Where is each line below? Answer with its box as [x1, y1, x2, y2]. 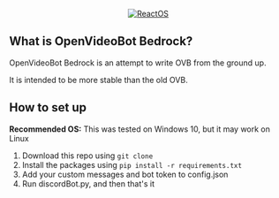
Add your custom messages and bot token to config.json [21, 169, 229, 179]
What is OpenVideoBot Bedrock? [9, 34, 193, 49]
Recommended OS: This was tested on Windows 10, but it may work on [9, 124, 271, 134]
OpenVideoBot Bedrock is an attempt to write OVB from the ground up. [9, 57, 267, 68]
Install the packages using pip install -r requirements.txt [21, 159, 243, 170]
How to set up [9, 100, 87, 115]
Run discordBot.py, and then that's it [21, 178, 155, 189]
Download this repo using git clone [21, 150, 154, 161]
